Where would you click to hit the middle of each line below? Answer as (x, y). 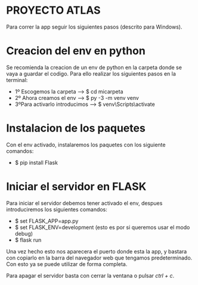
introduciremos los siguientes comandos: (57, 209)
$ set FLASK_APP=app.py (47, 221)
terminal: (17, 80)
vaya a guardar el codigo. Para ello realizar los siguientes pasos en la (91, 73)
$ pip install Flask (36, 162)
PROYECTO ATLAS (53, 10)
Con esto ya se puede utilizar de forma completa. (67, 264)
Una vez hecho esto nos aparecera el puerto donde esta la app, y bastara (97, 251)
